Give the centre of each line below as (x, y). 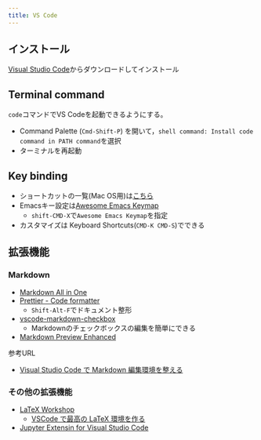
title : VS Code (33, 15)
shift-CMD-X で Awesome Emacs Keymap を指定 (100, 216)
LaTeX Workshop (47, 409)
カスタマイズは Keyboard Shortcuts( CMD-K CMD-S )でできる (112, 225)
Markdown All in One (53, 292)
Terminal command (56, 95)
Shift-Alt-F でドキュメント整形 (82, 310)
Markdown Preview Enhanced (67, 336)
